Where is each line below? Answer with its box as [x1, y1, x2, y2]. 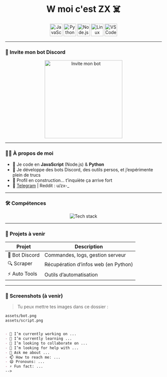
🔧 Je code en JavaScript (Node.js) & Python [12, 161, 104, 167]
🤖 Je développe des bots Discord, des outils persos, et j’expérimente [12, 166, 153, 172]
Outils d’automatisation [44, 271, 98, 278]
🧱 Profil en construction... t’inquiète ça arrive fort [12, 177, 113, 183]
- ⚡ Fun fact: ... [5, 364, 43, 369]
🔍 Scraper [7, 260, 33, 267]
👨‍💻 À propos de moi [5, 150, 54, 157]
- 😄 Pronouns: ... [5, 360, 45, 365]
